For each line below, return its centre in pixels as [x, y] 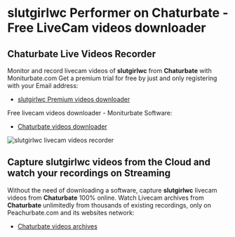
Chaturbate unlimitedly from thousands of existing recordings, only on [109, 205]
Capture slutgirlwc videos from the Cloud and [109, 162]
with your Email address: [43, 85]
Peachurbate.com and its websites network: [71, 212]
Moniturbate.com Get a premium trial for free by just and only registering [112, 78]
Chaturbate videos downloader [62, 127]
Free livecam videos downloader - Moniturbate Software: [90, 113]
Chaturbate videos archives [58, 226]
